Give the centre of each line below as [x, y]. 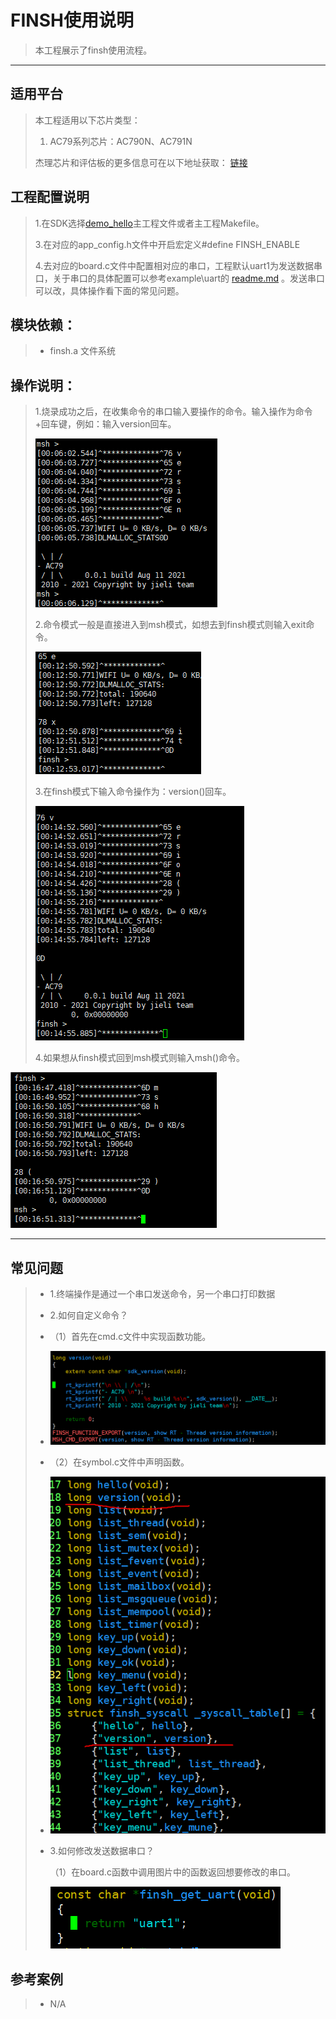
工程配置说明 [50, 197]
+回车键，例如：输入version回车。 [105, 424]
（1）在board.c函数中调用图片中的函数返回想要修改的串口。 [172, 1872]
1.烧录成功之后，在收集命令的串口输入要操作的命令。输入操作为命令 [173, 412]
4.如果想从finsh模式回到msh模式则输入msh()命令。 [139, 1058]
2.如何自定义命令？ [89, 1315]
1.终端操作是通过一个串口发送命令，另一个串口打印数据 [162, 1294]
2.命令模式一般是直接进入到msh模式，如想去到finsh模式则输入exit [170, 625]
